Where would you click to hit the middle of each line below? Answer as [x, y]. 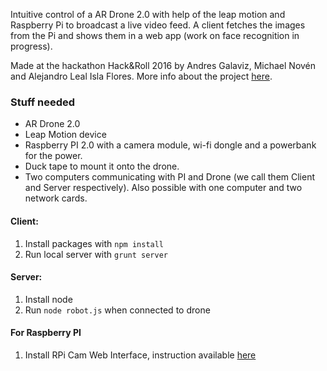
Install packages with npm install [94, 243]
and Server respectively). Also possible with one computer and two [163, 188]
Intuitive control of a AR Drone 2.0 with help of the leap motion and [148, 14]
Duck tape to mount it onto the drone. [102, 166]
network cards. [56, 198]
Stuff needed [43, 102]
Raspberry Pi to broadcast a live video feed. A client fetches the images [158, 25]
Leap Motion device [65, 135]
